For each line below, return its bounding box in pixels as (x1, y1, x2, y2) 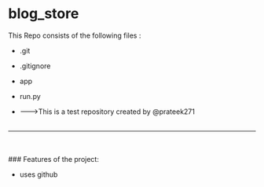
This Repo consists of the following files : (8, 31, 141, 40)
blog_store (8, 5, 79, 23)
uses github (19, 170, 58, 179)
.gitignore (19, 60, 51, 71)
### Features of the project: (8, 154, 100, 163)
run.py (19, 91, 41, 101)
